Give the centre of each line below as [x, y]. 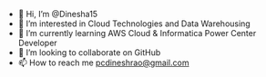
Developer [37, 43]
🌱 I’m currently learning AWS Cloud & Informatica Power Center [137, 33]
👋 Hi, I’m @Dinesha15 [58, 14]
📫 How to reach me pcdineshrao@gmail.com [103, 63]
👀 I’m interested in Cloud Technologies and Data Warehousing [134, 24]
